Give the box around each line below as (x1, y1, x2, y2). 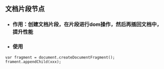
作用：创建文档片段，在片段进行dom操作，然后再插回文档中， (12, 21, 162, 28)
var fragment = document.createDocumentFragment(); (5, 54, 115, 60)
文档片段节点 (5, 4, 45, 13)
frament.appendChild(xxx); (5, 59, 61, 64)
